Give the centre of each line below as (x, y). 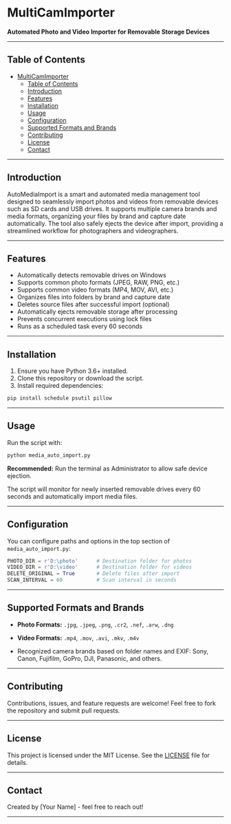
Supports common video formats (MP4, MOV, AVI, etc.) (95, 290)
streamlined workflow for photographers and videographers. (93, 230)
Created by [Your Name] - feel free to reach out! (75, 807)
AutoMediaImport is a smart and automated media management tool (104, 194)
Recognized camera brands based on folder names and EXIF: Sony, (112, 651)
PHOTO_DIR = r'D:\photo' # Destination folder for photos (100, 561)
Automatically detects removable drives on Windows (91, 275)
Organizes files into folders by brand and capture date (93, 297)
